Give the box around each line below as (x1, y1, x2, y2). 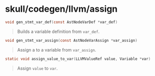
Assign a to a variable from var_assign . (17, 47, 96, 52)
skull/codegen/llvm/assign (5, 3, 118, 15)
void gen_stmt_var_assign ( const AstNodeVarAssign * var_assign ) (5, 38, 138, 43)
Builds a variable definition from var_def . (17, 28, 100, 34)
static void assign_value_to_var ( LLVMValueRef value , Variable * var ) (5, 56, 151, 61)
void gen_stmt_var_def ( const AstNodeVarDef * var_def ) (5, 20, 118, 25)
